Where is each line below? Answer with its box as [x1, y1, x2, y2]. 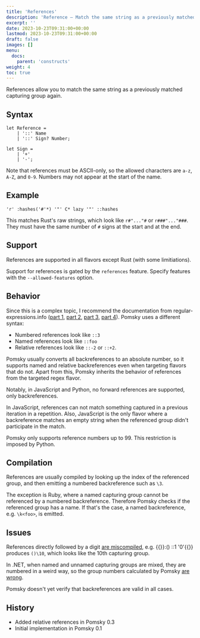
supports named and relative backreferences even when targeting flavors [6, 361, 186, 369]
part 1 [49, 313, 64, 320]
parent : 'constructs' [17, 58, 70, 64]
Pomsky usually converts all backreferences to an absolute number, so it [6, 355, 185, 362]
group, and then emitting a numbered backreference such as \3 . [6, 480, 164, 487]
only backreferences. [6, 392, 58, 399]
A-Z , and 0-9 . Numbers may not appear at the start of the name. [6, 173, 162, 180]
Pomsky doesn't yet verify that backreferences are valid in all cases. [6, 586, 174, 593]
